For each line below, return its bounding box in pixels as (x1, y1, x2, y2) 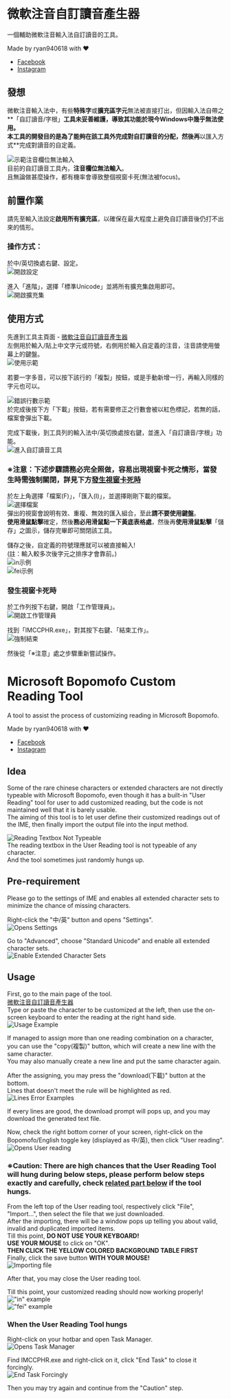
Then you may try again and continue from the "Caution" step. (7, 1384, 184, 1392)
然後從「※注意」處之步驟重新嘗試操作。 (7, 649, 120, 657)
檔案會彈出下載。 (7, 413, 56, 421)
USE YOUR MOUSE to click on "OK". (7, 1239, 110, 1247)
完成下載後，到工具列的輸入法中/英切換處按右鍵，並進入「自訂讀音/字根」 (7, 428, 217, 437)
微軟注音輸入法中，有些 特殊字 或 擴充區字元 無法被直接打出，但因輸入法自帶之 (7, 106, 224, 115)
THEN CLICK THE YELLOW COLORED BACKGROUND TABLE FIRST (7, 1246, 199, 1254)
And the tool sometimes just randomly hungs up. (7, 856, 144, 864)
